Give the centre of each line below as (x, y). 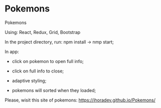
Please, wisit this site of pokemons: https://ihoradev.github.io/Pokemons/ (80, 100)
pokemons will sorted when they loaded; (54, 90)
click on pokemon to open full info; (48, 61)
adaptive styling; (29, 80)
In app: (12, 51)
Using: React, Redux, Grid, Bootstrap (43, 32)
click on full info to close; (38, 71)
